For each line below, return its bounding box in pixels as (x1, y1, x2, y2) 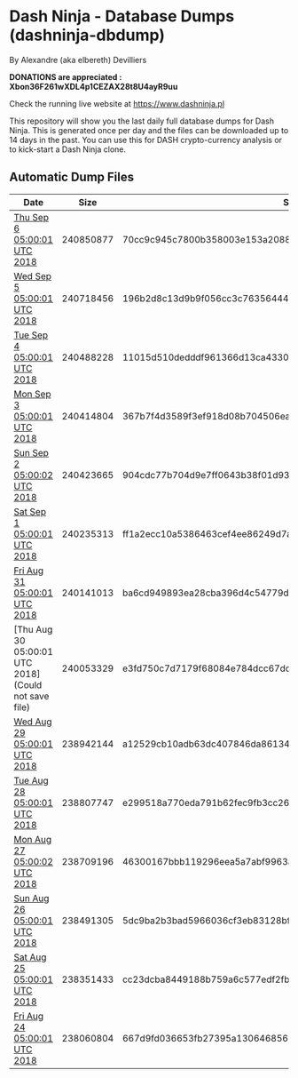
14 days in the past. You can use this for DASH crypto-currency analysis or (9, 134, 282, 145)
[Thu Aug (13, 623, 53, 635)
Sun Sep (13, 446, 49, 459)
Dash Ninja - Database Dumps (9, 6, 235, 27)
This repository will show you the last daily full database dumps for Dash (9, 116, 275, 126)
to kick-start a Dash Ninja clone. (9, 144, 127, 155)
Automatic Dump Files (9, 170, 135, 185)
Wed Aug (13, 715, 52, 728)
